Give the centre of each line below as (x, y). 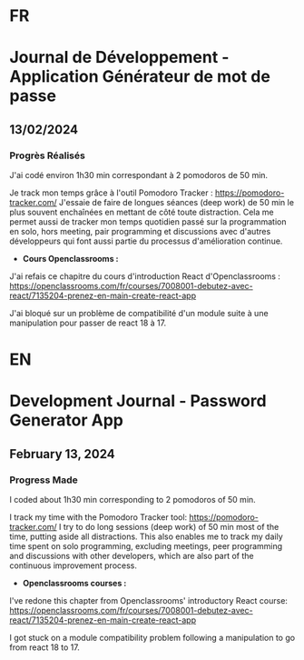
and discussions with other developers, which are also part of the (132, 556)
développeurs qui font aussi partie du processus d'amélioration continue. (146, 241)
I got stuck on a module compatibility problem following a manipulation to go (152, 638)
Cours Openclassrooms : (70, 259)
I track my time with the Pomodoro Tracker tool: (98, 517)
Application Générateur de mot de (140, 77)
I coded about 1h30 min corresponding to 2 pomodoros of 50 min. (132, 500)
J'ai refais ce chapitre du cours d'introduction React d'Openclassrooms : (145, 276)
